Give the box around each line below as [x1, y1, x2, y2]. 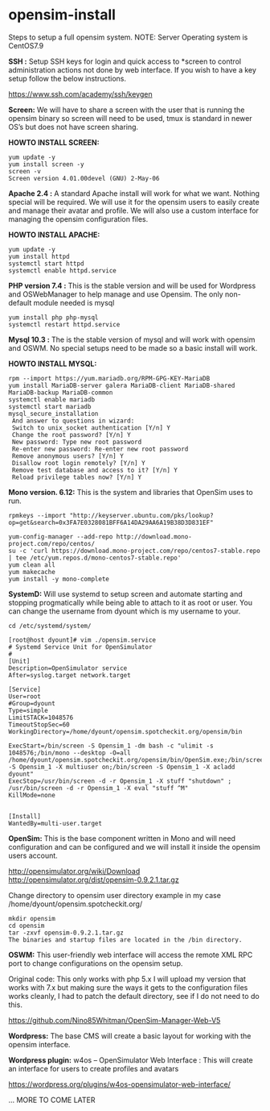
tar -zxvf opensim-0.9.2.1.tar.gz [8, 929, 125, 937]
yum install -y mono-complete [8, 575, 110, 583]
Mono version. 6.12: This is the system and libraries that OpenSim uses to [8, 487, 253, 497]
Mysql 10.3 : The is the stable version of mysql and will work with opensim [8, 335, 256, 344]
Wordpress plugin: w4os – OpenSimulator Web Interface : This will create [8, 1055, 253, 1065]
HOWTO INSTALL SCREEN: [8, 137, 100, 147]
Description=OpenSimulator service [8, 664, 128, 672]
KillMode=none [8, 791, 56, 799]
